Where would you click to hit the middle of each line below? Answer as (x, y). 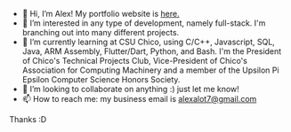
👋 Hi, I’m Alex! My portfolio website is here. (101, 14)
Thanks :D (28, 119)
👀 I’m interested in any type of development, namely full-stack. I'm (144, 23)
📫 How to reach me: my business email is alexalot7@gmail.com (139, 99)
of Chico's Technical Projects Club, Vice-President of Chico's (134, 61)
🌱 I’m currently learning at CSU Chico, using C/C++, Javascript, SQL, (149, 42)
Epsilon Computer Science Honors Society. (101, 79)
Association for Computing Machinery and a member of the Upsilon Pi (150, 70)
